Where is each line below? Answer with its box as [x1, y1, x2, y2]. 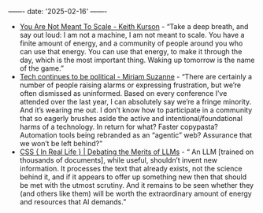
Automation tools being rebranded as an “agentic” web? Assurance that [19, 130, 253, 140]
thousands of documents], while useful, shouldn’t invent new [19, 156, 218, 164]
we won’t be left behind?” [19, 139, 103, 148]
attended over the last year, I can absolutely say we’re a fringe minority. [19, 97, 252, 106]
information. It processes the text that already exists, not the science [19, 164, 243, 173]
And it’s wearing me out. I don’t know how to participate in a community [19, 105, 253, 115]
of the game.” [19, 64, 65, 73]
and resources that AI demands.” [19, 197, 127, 207]
